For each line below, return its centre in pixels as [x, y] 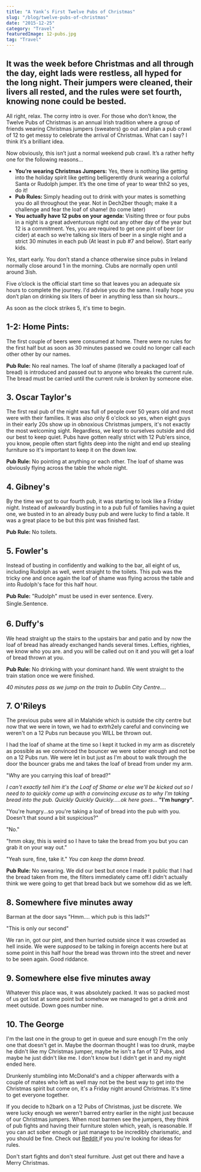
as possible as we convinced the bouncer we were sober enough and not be [101, 751]
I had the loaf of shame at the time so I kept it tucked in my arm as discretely [100, 745]
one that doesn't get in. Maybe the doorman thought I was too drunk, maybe [100, 1045]
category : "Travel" [31, 29]
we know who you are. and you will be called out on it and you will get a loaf [100, 651]
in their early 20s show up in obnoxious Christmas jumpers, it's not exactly [98, 424]
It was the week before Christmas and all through [100, 64]
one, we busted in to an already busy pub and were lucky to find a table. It [98, 514]
